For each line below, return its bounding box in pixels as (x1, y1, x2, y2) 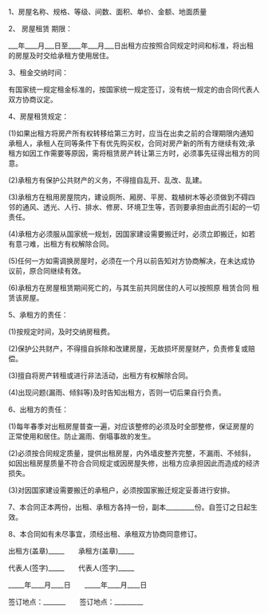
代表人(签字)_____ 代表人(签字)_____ (8, 563, 135, 573)
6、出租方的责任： (8, 405, 69, 414)
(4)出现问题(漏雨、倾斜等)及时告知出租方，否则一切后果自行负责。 (8, 388, 226, 397)
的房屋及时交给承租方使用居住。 (8, 51, 113, 60)
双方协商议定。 (8, 95, 57, 104)
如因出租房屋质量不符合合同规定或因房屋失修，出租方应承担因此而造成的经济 (8, 459, 260, 468)
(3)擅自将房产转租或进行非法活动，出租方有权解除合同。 (8, 371, 193, 380)
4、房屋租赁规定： (8, 112, 69, 121)
